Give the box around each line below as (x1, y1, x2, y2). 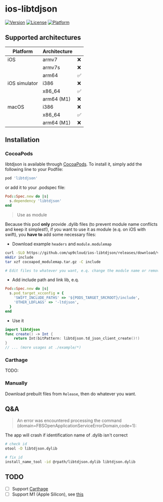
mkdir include (5, 255, 34, 260)
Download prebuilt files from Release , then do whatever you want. (5, 391, 137, 397)
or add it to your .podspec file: (5, 184, 65, 190)
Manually (5, 380, 28, 386)
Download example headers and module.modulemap (12, 241, 112, 247)
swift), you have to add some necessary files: (5, 232, 96, 237)
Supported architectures (5, 33, 81, 42)
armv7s (43, 64, 60, 71)
